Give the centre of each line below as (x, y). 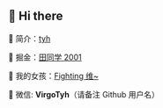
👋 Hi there (36, 16)
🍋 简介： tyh (30, 38)
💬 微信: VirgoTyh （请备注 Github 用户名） (84, 94)
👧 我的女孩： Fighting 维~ (53, 76)
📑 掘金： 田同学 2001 (45, 57)
